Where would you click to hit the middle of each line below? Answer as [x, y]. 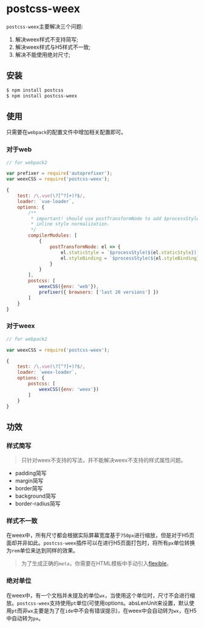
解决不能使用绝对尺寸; [43, 54]
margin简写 [29, 481]
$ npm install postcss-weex [42, 96]
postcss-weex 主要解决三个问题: [45, 26]
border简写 [29, 488]
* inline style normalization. [70, 224]
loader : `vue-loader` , [46, 201]
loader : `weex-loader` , [47, 373]
